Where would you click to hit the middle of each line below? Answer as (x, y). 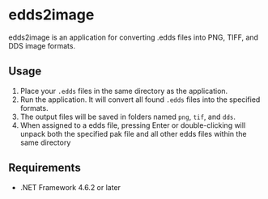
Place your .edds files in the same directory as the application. (124, 91)
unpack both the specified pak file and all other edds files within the (133, 133)
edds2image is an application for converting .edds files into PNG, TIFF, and (134, 37)
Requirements (45, 168)
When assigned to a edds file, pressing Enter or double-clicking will (133, 125)
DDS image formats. (42, 45)
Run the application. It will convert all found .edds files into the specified (140, 99)
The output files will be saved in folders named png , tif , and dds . (128, 116)
